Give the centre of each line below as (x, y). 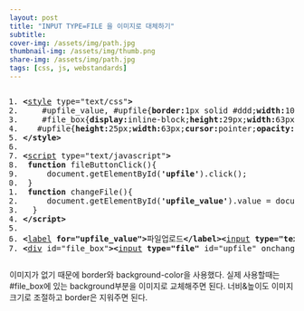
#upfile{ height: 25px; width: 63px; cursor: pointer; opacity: (166, 128)
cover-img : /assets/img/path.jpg (72, 43)
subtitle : (28, 34)
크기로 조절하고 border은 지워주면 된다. (79, 297)
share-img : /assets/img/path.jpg (72, 60)
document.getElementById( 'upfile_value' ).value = (159, 201)
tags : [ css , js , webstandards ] (68, 69)
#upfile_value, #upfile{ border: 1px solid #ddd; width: (164, 110)
